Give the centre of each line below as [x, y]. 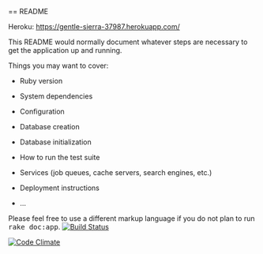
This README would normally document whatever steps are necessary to [128, 42]
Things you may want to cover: [58, 65]
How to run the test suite [60, 157]
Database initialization [56, 142]
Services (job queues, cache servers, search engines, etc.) [116, 172]
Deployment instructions [60, 188]
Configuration [42, 111]
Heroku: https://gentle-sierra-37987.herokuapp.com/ [94, 26]
